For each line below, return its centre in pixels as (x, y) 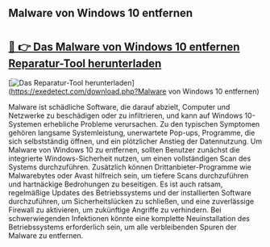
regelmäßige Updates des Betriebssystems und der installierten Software (130, 193)
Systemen (25, 124)
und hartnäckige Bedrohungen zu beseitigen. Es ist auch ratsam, (116, 184)
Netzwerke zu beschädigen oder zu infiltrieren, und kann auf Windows (126, 115)
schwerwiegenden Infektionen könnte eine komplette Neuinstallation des (129, 218)
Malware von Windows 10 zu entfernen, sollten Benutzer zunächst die (124, 150)
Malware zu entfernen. (46, 236)
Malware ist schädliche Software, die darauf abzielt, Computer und (119, 107)
